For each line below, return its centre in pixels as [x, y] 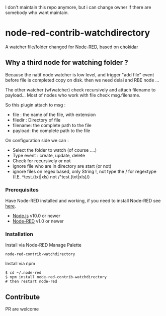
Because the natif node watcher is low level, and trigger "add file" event [80, 74]
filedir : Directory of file [36, 120]
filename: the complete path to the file [52, 125]
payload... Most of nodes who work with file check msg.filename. [73, 95]
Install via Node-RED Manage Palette [44, 245]
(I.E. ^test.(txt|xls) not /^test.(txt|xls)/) [51, 177]
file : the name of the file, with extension [54, 115]
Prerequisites [22, 189]
